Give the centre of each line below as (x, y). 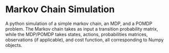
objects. (14, 45)
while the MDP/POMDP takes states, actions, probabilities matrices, (77, 34)
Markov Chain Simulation (60, 9)
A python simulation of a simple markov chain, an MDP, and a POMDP (79, 23)
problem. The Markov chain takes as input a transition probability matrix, (82, 29)
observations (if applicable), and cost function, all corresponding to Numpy (84, 40)
